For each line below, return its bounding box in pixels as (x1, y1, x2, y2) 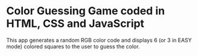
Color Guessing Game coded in (6, 4, 165, 18)
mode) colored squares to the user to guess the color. (6, 43, 140, 50)
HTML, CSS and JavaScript (6, 17, 145, 30)
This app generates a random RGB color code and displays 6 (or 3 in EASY (6, 36, 192, 43)
